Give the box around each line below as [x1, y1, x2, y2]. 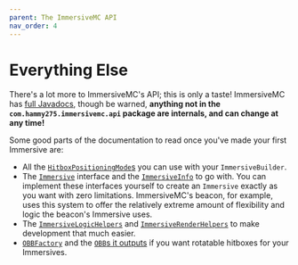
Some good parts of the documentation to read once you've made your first [9, 135, 287, 145]
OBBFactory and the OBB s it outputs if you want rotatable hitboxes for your [21, 237, 289, 248]
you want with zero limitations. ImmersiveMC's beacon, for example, [21, 190, 273, 201]
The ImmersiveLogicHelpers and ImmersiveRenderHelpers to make [21, 219, 261, 229]
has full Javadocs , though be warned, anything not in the [9, 99, 221, 110]
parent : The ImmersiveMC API [9, 12, 117, 22]
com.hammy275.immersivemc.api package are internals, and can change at [9, 108, 278, 119]
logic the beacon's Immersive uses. [21, 209, 153, 219]
